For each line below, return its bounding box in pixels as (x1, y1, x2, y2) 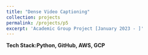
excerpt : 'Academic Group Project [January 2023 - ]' (6, 25, 144, 32)
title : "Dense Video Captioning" (6, 8, 90, 15)
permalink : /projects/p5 (6, 20, 69, 26)
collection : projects (6, 14, 61, 20)
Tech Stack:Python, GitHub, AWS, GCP (6, 42, 105, 49)
